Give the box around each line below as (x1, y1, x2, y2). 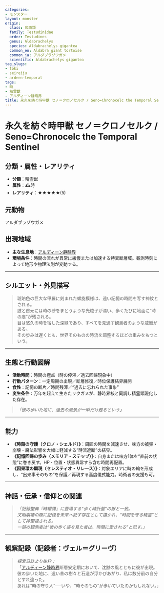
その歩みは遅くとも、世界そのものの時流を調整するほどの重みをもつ (17, 332, 154, 338)
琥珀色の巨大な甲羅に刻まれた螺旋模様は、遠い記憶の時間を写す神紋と (17, 295, 159, 301)
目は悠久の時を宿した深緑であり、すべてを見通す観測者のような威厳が (17, 319, 158, 325)
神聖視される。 (25, 518, 56, 524)
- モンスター (5, 12, 28, 17)
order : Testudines (9, 35, 47, 40)
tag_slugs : (5, 62, 27, 66)
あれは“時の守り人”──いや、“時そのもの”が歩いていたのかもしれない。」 (17, 582, 161, 589)
